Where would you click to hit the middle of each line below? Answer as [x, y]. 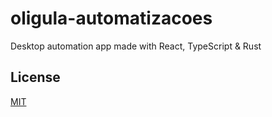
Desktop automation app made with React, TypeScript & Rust [136, 46]
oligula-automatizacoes [111, 18]
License [35, 77]
